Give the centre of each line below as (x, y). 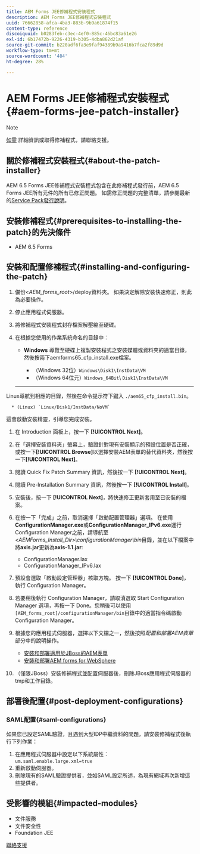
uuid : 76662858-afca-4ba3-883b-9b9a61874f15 (62, 23)
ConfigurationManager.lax (56, 559)
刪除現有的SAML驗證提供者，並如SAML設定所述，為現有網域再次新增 (100, 775)
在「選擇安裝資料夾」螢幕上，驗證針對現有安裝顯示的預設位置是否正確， (103, 444)
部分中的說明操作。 (38, 640)
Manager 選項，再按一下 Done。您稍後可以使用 (73, 605)
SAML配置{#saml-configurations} (56, 720)
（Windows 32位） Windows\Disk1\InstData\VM (89, 370)
